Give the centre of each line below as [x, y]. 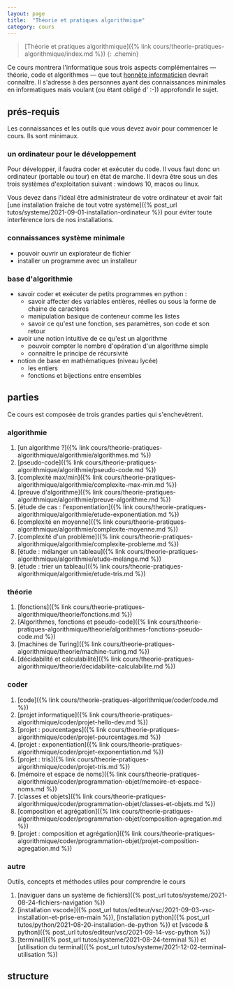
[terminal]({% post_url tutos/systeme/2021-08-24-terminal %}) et [112, 940]
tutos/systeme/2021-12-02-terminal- [174, 947]
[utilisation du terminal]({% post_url [68, 947]
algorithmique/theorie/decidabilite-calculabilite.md [90, 666]
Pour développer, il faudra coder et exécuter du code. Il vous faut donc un [114, 169]
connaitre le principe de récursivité [78, 353]
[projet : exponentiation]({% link [63, 744]
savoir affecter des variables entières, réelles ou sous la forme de [122, 302]
